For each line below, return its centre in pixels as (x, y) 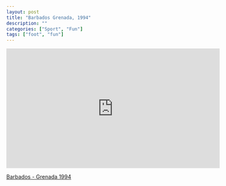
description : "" (27, 23)
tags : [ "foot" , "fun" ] (35, 35)
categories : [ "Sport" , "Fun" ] (45, 29)
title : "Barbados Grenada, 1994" (49, 18)
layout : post (23, 12)
